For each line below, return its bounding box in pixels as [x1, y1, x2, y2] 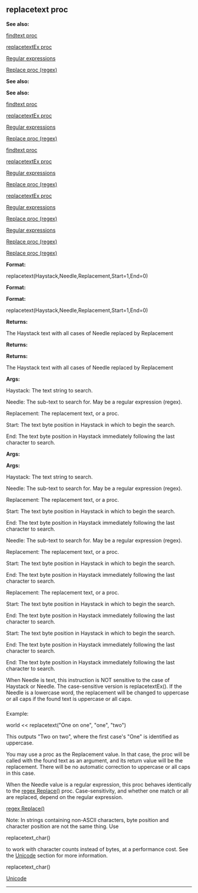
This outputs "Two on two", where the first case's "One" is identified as [6, 733, 179, 740]
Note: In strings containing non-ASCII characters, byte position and [6, 816, 169, 823]
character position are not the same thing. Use [6, 823, 119, 830]
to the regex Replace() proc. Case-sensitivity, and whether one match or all [6, 787, 189, 794]
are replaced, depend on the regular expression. [6, 793, 124, 800]
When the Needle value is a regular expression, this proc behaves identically [6, 781, 192, 788]
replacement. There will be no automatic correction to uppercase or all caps [6, 763, 190, 770]
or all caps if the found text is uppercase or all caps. [6, 695, 133, 702]
